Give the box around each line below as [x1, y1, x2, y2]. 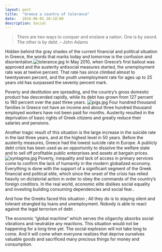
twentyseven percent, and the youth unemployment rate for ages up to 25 [5, 74, 152, 80]
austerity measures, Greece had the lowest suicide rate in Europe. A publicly [5, 140, 157, 146]
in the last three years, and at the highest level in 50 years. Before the [5, 135, 144, 141]
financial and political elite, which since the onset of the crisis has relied [5, 171, 148, 177]
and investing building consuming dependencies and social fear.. [5, 186, 134, 192]
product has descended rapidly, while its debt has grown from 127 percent [5, 94, 153, 100]
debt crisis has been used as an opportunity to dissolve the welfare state [5, 145, 150, 151]
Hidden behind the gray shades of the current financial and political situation [5, 49, 158, 54]
